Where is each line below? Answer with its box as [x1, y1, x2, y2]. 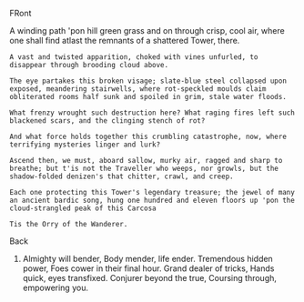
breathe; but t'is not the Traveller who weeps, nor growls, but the [9, 164, 279, 173]
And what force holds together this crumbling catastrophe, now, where [9, 132, 287, 141]
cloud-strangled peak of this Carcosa [9, 204, 157, 213]
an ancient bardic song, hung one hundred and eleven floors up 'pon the [9, 196, 296, 205]
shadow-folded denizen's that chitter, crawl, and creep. [9, 172, 234, 181]
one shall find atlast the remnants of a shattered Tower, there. [9, 35, 240, 45]
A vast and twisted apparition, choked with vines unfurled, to [9, 53, 258, 62]
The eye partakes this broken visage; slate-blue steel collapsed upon [9, 76, 287, 86]
